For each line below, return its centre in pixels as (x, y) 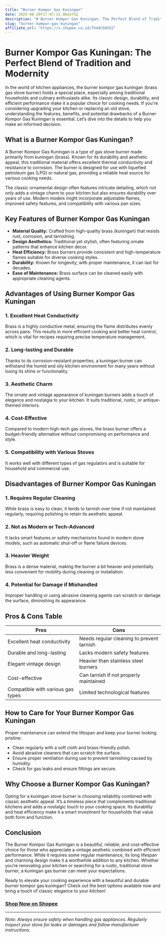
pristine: (14, 738)
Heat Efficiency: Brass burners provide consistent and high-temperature (86, 252)
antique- (152, 400)
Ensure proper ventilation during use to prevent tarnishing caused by (82, 758)
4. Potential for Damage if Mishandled (51, 584)
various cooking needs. (29, 178)
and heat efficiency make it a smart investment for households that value (79, 812)
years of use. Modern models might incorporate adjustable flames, (73, 198)
